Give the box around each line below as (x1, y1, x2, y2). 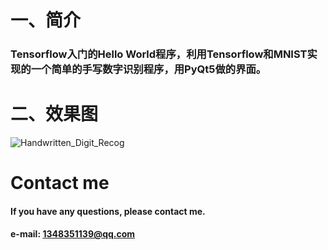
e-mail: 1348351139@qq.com (10, 228, 136, 240)
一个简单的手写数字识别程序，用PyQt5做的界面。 (30, 62, 267, 76)
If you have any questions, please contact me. (10, 205, 206, 217)
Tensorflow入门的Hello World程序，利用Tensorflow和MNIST (10, 47, 308, 61)
